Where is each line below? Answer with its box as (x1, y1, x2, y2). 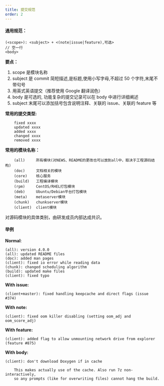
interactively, (5, 372, 36, 377)
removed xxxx (14, 138, 41, 143)
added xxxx (14, 129, 36, 134)
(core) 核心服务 (14, 173, 51, 178)
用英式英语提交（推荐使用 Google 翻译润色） (12, 87, 103, 94)
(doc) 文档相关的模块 (14, 168, 62, 173)
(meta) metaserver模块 (14, 194, 66, 199)
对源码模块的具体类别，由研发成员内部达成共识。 (5, 214, 104, 220)
